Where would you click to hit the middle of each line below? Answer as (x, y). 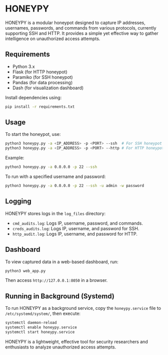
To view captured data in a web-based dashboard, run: (62, 262)
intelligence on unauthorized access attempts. (53, 39)
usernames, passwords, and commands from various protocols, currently (81, 28)
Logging (18, 201)
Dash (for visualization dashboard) (48, 88)
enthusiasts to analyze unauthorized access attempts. (61, 347)
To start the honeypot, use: (33, 134)
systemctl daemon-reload (31, 323)
